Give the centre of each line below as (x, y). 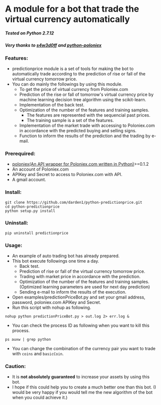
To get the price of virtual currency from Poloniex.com (74, 89)
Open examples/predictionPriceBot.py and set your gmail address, (79, 297)
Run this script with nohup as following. (52, 308)
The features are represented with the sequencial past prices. (89, 115)
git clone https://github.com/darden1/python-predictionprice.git (74, 202)
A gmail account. (29, 180)
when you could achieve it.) (40, 398)
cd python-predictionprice (32, 207)
